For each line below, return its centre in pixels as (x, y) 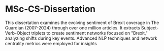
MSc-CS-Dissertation (50, 9)
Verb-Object (18, 33)
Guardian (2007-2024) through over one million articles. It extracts (73, 27)
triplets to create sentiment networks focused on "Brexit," (89, 33)
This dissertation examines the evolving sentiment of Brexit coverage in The (82, 23)
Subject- (150, 27)
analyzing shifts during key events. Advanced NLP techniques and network (81, 38)
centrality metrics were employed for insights (51, 43)
